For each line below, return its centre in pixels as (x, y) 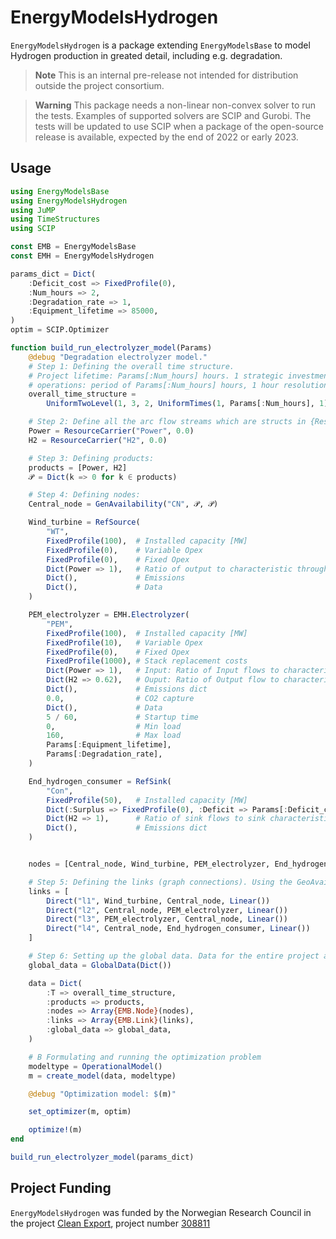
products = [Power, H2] (78, 467)
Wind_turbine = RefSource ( (84, 522)
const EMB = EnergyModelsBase (73, 247)
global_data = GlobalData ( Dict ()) (100, 965)
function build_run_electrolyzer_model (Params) (111, 348)
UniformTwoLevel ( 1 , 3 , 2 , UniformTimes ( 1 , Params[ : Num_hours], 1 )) (189, 404)
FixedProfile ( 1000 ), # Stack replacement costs (147, 661)
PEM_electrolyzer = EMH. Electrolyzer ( (109, 615)
